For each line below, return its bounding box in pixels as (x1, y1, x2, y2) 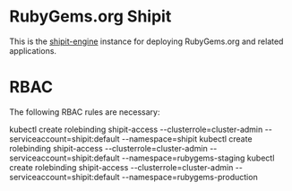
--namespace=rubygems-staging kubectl (121, 152, 275, 163)
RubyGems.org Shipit (9, 6, 172, 27)
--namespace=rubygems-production (121, 171, 258, 182)
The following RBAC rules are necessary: (9, 106, 160, 117)
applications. (9, 45, 56, 56)
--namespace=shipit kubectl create (121, 133, 253, 144)
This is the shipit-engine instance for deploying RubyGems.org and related (9, 36, 284, 47)
